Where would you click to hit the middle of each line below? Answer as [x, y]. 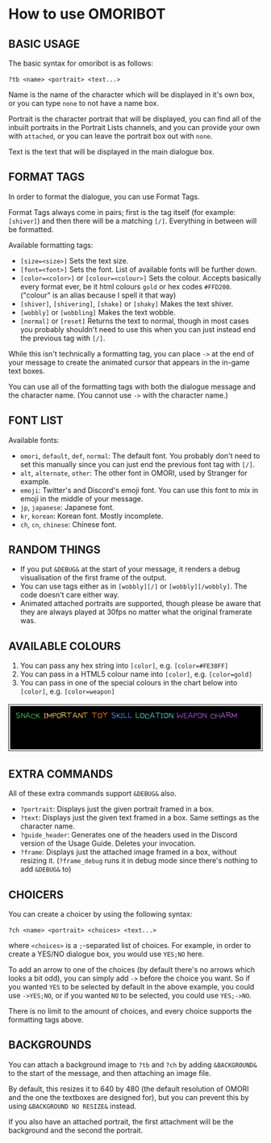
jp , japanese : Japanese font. [67, 507]
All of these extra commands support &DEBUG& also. [93, 794]
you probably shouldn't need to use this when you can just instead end [138, 329]
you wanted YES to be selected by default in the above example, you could [131, 987]
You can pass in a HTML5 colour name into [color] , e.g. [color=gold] [136, 674]
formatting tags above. [46, 1020]
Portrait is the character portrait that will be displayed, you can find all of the [135, 119]
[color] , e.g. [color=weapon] [67, 691]
